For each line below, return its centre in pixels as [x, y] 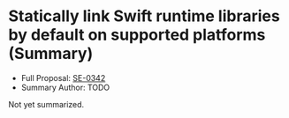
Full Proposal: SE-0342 [63, 77]
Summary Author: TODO [65, 87]
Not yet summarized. [46, 104]
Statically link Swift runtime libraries [144, 16]
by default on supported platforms [137, 35]
